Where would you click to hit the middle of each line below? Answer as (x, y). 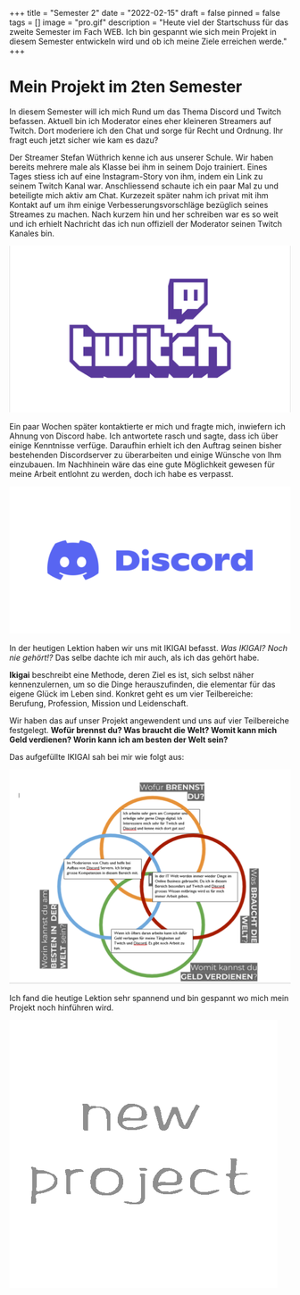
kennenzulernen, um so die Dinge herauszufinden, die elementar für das (142, 685)
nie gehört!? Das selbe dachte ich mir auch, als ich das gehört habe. (134, 658)
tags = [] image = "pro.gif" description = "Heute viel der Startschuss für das (149, 22)
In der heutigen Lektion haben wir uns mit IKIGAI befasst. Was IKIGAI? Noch (149, 648)
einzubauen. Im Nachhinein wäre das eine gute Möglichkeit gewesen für (142, 464)
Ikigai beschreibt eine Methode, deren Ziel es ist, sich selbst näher (132, 675)
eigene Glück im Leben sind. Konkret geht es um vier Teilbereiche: (131, 694)
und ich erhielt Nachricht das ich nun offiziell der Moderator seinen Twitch (146, 223)
